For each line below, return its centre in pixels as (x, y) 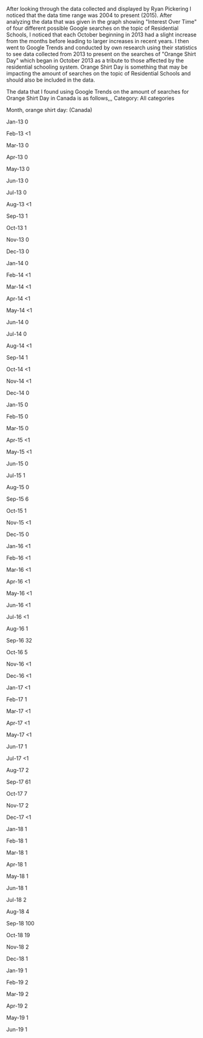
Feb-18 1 (17, 841)
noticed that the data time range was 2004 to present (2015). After (89, 15)
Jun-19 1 (17, 1029)
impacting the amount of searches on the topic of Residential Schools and (98, 73)
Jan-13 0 (17, 122)
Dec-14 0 (18, 393)
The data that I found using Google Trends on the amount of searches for (98, 92)
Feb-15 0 (17, 416)
